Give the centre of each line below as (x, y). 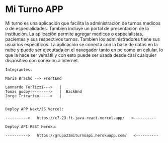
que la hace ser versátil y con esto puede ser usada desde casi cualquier (81, 55)
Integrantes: (19, 69)
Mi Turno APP (34, 9)
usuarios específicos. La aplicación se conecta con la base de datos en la (81, 44)
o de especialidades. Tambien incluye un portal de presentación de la (77, 28)
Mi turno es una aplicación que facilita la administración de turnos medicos (83, 23)
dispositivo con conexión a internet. (42, 60)
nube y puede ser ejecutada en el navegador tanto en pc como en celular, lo (84, 50)
